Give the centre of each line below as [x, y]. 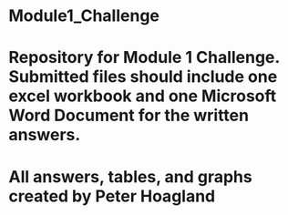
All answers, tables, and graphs [130, 176]
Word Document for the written [129, 116]
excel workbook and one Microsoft [143, 96]
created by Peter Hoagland [112, 196]
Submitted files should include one [143, 77]
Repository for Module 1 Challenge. [144, 58]
